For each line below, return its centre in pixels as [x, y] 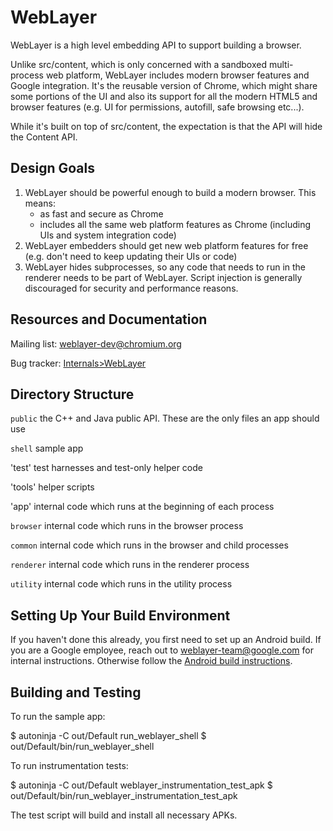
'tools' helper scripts [52, 487]
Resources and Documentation [109, 319]
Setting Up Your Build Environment [120, 615]
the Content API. [44, 137]
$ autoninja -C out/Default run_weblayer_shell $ [108, 735]
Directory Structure [72, 394]
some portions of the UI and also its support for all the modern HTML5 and [164, 96]
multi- [281, 64]
